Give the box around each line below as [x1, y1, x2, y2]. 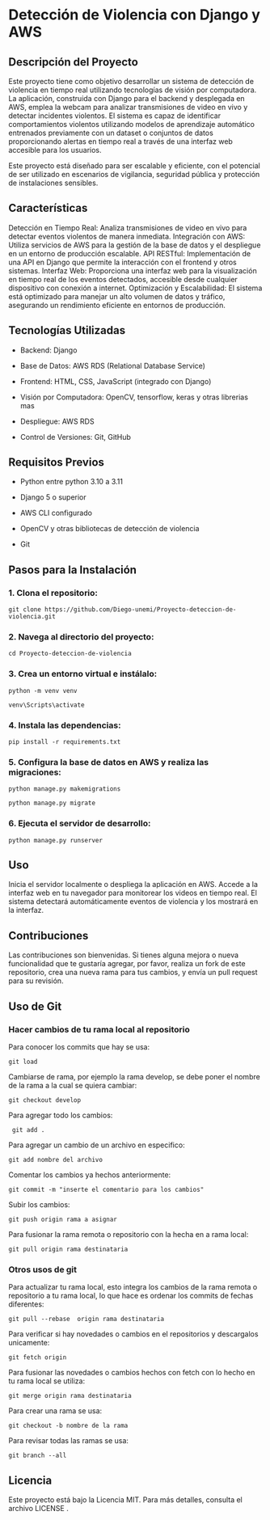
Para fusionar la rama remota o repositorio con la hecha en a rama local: [8, 1229, 249, 1239]
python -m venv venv [8, 686, 78, 695]
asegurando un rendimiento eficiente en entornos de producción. [8, 300, 226, 310]
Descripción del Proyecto [8, 55, 139, 69]
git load [8, 1058, 38, 1066]
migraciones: [8, 766, 62, 778]
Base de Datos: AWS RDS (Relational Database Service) [19, 361, 206, 370]
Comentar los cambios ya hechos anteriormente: [8, 1170, 171, 1180]
